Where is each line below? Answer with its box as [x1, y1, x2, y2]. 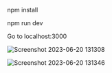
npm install [7, 6, 38, 14]
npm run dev [7, 19, 43, 27]
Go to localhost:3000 [7, 32, 67, 40]
